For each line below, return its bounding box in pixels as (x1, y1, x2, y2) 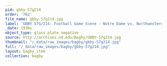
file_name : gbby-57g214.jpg (5, 16, 64, 21)
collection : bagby (5, 53, 43, 59)
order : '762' (5, 12, 32, 17)
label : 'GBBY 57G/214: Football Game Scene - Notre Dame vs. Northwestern (5, 21, 164, 26)
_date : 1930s (5, 26, 32, 31)
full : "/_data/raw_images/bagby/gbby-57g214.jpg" (5, 44, 110, 49)
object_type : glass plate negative (5, 30, 79, 35)
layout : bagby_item (5, 49, 46, 54)
